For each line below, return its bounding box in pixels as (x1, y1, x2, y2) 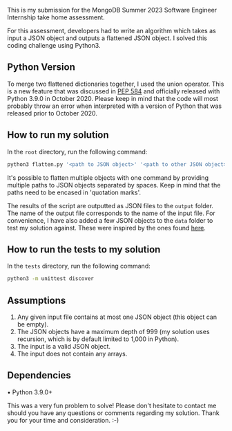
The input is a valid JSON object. (17, 342, 111, 350)
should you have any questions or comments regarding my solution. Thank (7, 408, 220, 417)
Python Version (7, 62, 76, 73)
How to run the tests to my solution (7, 244, 161, 255)
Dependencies (7, 369, 71, 381)
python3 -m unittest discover (7, 275, 95, 282)
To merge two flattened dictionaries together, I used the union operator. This (7, 80, 224, 88)
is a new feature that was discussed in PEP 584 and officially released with (7, 86, 220, 95)
